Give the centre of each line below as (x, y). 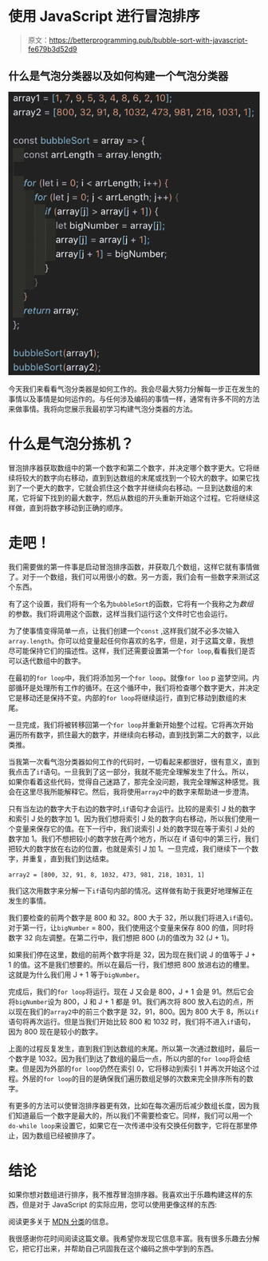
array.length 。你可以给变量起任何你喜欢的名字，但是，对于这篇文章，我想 (131, 640)
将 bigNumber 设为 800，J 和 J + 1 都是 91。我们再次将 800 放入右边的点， (128, 1001)
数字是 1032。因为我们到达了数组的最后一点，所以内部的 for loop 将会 (129, 1058)
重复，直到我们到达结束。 (71, 858)
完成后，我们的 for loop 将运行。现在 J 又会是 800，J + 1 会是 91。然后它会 (131, 992)
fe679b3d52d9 (52, 49)
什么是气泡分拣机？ (71, 444)
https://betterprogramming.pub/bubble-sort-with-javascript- (149, 40)
